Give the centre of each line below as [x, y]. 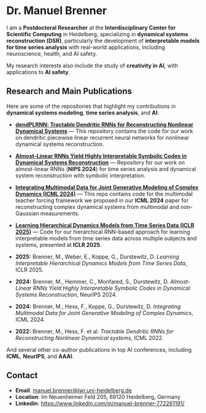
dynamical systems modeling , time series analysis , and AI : [83, 112]
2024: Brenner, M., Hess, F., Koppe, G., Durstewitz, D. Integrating [98, 306]
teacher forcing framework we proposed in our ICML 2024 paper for [102, 200]
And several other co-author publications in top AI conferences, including [99, 349]
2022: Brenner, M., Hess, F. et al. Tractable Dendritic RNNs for [94, 331]
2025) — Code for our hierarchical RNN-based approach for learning [103, 232]
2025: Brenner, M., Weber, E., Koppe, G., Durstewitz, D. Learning [97, 256]
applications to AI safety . [38, 72]
